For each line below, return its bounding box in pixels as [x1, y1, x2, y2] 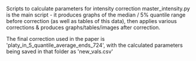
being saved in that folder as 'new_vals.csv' [6, 48, 114, 55]
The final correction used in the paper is [6, 36, 105, 42]
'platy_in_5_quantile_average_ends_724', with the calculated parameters [6, 41, 183, 49]
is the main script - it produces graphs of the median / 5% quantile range [6, 11, 186, 18]
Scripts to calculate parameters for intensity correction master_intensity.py [6, 5, 190, 12]
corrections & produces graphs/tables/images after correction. [6, 24, 161, 31]
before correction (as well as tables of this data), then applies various [6, 18, 177, 24]
